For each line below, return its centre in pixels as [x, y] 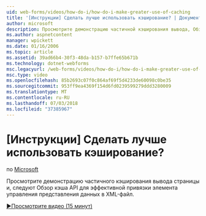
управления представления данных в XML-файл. [71, 195]
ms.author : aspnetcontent [39, 35]
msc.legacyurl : [26, 69]
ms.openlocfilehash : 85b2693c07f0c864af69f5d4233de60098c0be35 [89, 80]
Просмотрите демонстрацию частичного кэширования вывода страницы [103, 181]
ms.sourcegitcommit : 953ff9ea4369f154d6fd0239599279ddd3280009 [89, 87]
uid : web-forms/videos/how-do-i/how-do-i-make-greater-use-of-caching [98, 12]
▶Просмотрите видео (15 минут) [50, 206]
